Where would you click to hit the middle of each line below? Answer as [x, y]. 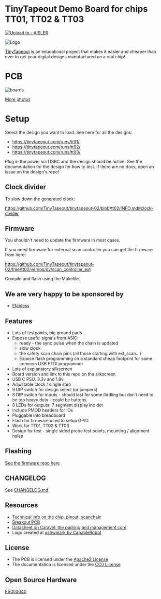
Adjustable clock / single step [41, 384]
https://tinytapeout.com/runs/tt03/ [46, 152]
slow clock [30, 348]
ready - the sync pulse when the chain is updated [69, 343]
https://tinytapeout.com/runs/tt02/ [46, 147]
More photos [18, 99]
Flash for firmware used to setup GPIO [50, 421]
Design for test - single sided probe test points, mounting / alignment [81, 431]
